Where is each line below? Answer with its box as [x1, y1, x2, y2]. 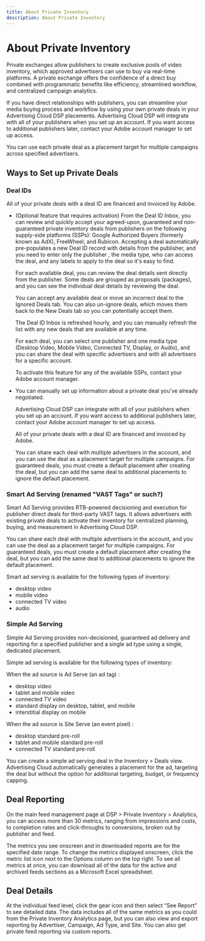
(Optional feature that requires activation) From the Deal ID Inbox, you [15, 212, 191, 219]
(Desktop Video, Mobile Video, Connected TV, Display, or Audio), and [15, 344, 190, 351]
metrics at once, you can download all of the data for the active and [6, 861, 177, 869]
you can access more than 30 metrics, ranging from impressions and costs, [6, 817, 197, 824]
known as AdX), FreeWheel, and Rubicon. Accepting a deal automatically [15, 238, 199, 246]
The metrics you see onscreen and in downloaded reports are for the [6, 842, 181, 849]
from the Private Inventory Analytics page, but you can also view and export [6, 915, 198, 922]
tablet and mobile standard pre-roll [15, 738, 103, 746]
